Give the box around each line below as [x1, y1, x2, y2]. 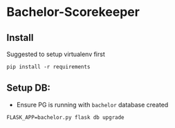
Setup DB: [6, 82, 51, 94]
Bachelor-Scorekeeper [6, 4, 140, 20]
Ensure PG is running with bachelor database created [16, 100, 169, 109]
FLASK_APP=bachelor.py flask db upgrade [6, 113, 125, 121]
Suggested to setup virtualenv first [6, 50, 105, 58]
